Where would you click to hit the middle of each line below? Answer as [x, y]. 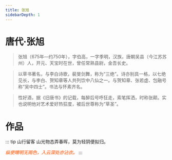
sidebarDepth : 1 [23, 15]
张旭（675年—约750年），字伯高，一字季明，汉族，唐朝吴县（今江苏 [90, 57]
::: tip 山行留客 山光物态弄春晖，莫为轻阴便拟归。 [57, 142]
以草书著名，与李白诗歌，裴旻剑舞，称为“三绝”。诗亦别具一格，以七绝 [92, 74]
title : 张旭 [17, 10]
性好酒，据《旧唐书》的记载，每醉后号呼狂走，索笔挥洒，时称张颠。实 [92, 98]
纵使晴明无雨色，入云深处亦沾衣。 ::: [44, 153]
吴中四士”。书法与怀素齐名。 [55, 87]
